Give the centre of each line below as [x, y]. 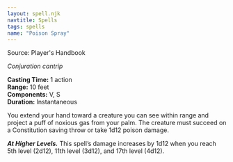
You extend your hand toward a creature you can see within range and [108, 115]
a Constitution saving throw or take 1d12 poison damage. [88, 130]
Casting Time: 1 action [40, 80]
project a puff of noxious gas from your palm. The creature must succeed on [117, 123]
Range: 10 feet [28, 87]
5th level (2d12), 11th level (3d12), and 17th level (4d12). [86, 151]
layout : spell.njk [34, 14]
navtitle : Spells [32, 20]
